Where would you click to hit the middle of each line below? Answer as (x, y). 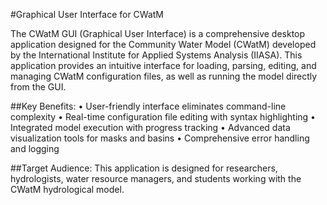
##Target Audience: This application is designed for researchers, (144, 168)
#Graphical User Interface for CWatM (87, 14)
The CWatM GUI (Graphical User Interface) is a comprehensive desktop (158, 33)
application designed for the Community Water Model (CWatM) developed (163, 44)
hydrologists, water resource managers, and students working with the (156, 178)
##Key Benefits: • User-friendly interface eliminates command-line (148, 106)
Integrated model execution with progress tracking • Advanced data (150, 127)
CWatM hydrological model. (67, 189)
